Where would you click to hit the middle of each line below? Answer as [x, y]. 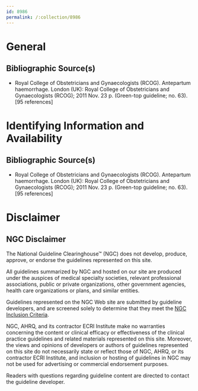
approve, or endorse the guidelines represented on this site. [79, 260]
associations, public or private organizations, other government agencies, [96, 284]
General [26, 47]
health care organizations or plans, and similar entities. [73, 290]
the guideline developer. [36, 381]
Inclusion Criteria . [28, 314]
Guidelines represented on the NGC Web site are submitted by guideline [94, 302]
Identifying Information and [75, 126]
